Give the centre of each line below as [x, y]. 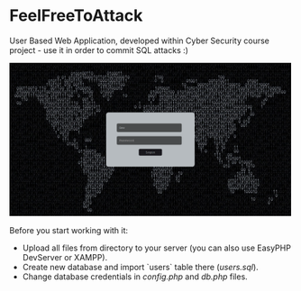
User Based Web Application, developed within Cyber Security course [140, 41]
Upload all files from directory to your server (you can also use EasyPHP [156, 248]
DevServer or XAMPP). [65, 258]
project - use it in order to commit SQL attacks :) [99, 50]
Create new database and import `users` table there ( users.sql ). [140, 268]
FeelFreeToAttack [76, 16]
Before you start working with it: [69, 231]
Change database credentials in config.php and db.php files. [135, 277]
